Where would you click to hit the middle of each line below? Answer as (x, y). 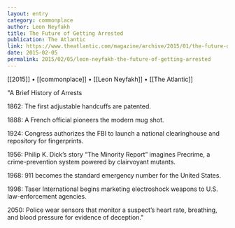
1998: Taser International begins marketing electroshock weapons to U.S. (113, 189)
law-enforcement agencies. (47, 196)
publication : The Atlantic (47, 40)
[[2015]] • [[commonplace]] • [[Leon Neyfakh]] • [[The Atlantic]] (100, 79)
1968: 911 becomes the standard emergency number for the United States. (114, 175)
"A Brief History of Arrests (45, 92)
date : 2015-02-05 (33, 53)
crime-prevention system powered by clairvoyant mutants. (92, 162)
